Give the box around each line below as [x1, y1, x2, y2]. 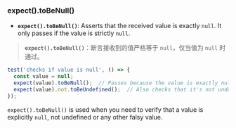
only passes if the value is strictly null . [17, 29, 131, 37]
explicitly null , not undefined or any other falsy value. [7, 113, 163, 121]
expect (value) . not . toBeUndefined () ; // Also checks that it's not [13, 86, 216, 93]
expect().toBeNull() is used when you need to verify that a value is [7, 105, 204, 114]
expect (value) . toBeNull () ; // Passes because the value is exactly [13, 79, 218, 87]
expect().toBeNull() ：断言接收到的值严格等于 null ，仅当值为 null [24, 44, 218, 52]
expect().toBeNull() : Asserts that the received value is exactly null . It [17, 22, 222, 30]
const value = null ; [13, 73, 74, 80]
